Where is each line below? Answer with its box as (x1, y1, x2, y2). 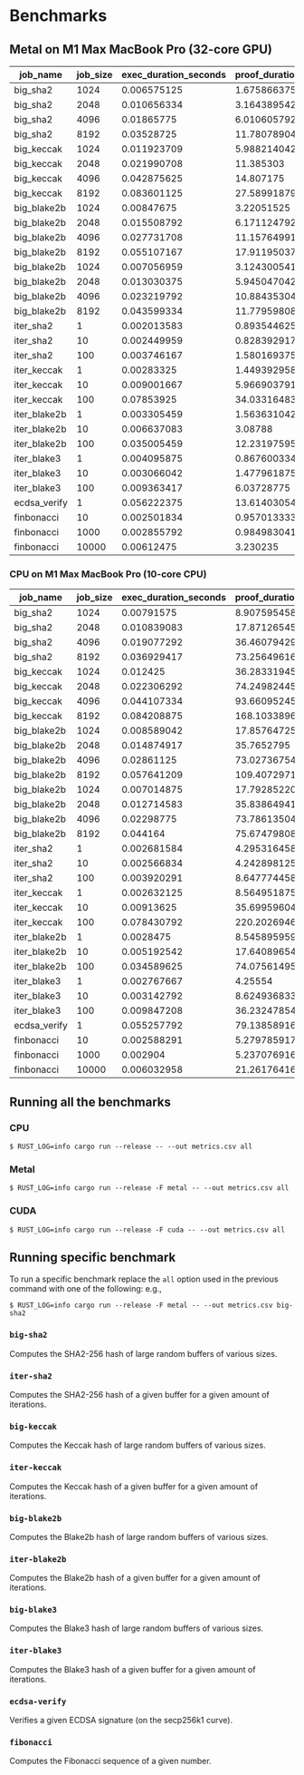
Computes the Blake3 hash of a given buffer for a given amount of (9, 1663, 256, 1674)
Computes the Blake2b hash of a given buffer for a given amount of (9, 1573, 261, 1584)
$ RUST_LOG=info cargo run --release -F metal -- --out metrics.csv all (9, 1184, 290, 1193)
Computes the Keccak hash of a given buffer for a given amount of (9, 1480, 259, 1492)
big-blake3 (9, 1604, 57, 1615)
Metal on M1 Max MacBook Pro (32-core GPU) (9, 42, 273, 57)
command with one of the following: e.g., (9, 1283, 163, 1294)
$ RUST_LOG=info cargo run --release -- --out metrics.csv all (9, 1142, 253, 1151)
